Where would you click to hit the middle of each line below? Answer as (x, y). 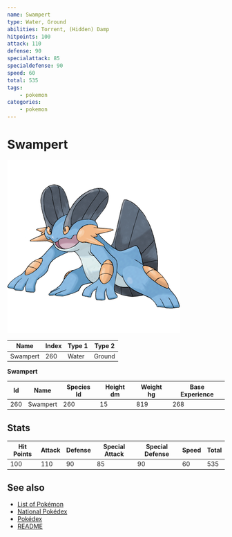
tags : (15, 88)
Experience (197, 394)
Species (79, 387)
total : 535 (23, 80)
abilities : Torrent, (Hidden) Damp (58, 29)
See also (26, 488)
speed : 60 (21, 73)
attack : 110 (24, 44)
